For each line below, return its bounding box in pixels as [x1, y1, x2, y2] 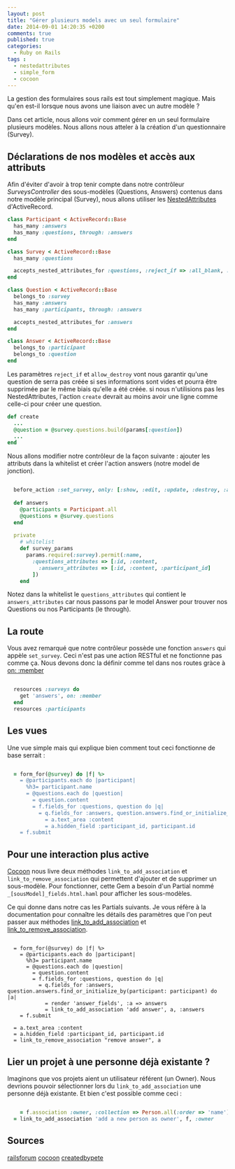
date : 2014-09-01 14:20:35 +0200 [7, 23, 105, 30]
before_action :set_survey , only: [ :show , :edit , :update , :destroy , [13, 486, 220, 493]
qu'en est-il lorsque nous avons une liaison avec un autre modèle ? [7, 102, 200, 111]
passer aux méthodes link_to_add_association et [7, 918, 147, 926]
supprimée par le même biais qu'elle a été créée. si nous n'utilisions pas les [7, 384, 225, 393]
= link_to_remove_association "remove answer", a [13, 1037, 161, 1044]
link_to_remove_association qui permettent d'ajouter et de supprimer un [7, 874, 217, 883]
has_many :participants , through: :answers [13, 306, 142, 313]
